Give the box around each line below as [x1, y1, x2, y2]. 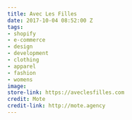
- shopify [7, 30, 37, 37]
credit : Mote [7, 96, 46, 103]
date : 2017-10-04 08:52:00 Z [7, 17, 93, 24]
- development [7, 50, 49, 57]
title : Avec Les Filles [7, 10, 78, 18]
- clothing [7, 56, 40, 64]
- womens [7, 76, 33, 83]
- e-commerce [7, 37, 46, 44]
